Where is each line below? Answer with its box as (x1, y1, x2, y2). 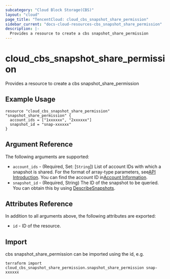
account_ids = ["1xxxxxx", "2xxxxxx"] (10, 117, 92, 122)
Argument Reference (5, 140, 73, 149)
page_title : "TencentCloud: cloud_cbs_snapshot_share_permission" (5, 17, 149, 22)
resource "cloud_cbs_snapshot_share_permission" (5, 109, 110, 114)
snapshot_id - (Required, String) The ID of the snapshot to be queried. (12, 180, 159, 186)
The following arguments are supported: (5, 153, 90, 160)
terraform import (5, 261, 42, 266)
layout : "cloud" (5, 12, 40, 17)
